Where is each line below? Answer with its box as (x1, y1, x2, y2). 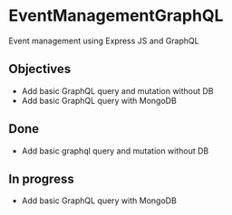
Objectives (8, 61, 72, 77)
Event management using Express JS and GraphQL (8, 35, 200, 46)
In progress (8, 171, 74, 186)
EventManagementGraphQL (8, 5, 224, 26)
